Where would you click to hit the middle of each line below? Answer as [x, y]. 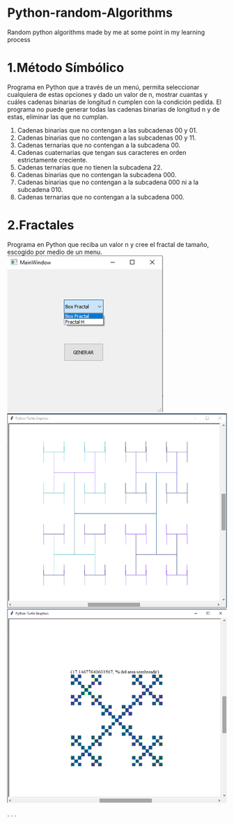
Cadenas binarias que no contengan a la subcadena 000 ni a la [108, 182]
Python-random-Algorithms [90, 13]
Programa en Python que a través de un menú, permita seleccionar [103, 87]
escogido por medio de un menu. [55, 252]
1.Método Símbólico [65, 68]
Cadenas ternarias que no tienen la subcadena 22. [89, 167]
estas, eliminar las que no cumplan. [58, 117]
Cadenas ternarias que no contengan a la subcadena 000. [101, 197]
